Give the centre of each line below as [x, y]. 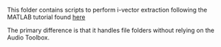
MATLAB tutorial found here [46, 17]
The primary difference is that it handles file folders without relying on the [111, 30]
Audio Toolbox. [28, 37]
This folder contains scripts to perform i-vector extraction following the [107, 10]
